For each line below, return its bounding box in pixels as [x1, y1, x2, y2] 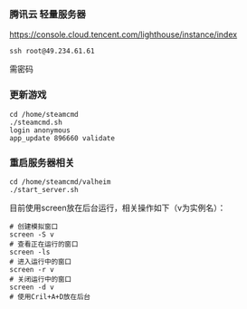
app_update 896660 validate [9, 133, 116, 142]
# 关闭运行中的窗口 [9, 275, 72, 284]
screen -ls [9, 247, 51, 256]
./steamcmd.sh [9, 118, 63, 127]
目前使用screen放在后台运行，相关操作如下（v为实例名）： [9, 202, 226, 213]
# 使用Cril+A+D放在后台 [9, 292, 90, 301]
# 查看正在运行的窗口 [9, 239, 79, 248]
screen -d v [9, 283, 54, 292]
